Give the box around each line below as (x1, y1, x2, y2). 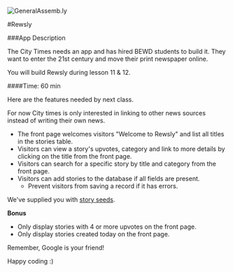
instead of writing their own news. (7, 116, 106, 124)
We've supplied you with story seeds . (7, 196, 115, 203)
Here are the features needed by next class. (7, 95, 134, 103)
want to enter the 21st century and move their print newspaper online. (7, 55, 209, 63)
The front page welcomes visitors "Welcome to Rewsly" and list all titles (17, 130, 225, 138)
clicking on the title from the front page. (17, 152, 132, 160)
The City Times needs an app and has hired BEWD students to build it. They (7, 48, 226, 55)
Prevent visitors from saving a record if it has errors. (27, 182, 178, 190)
